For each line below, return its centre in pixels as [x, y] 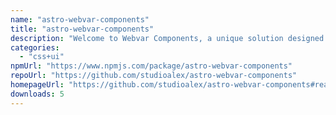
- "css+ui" [42, 57]
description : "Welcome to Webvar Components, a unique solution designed [167, 38]
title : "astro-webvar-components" [82, 29]
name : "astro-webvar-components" [80, 19]
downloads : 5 [37, 94]
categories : [35, 47]
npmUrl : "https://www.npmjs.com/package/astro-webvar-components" [151, 66]
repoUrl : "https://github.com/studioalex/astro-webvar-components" [154, 76]
